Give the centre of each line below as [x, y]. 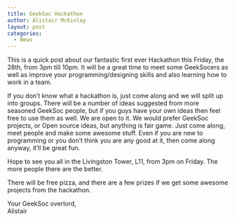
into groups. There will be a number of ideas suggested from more [103, 103]
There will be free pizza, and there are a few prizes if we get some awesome [118, 182]
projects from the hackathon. [49, 190]
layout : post [26, 27]
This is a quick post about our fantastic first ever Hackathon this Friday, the [116, 60]
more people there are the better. [55, 169]
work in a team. [30, 82]
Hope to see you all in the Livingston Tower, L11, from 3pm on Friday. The [113, 161]
